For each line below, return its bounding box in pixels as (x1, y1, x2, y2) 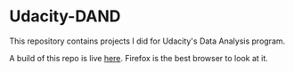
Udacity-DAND (9, 6, 121, 27)
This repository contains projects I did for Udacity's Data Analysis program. (9, 36, 286, 46)
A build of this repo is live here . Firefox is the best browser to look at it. (9, 52, 269, 63)
